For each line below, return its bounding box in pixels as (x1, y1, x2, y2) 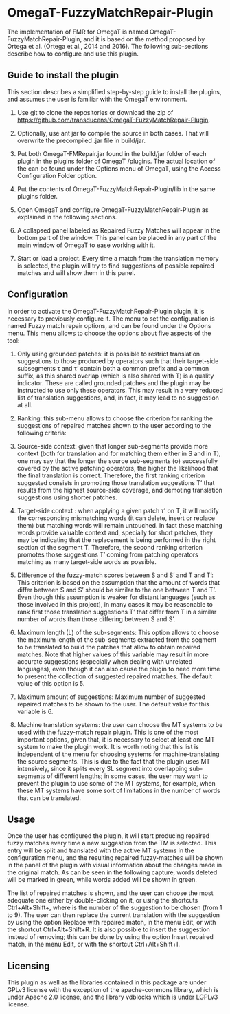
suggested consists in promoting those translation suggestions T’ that (16, 478, 215, 486)
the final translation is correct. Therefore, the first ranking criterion (16, 471, 205, 479)
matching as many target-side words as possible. (16, 557, 157, 565)
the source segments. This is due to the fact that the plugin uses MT (16, 757, 211, 765)
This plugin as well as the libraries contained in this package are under (7, 978, 207, 986)
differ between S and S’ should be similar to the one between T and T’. (16, 585, 216, 594)
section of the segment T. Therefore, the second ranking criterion (16, 543, 203, 551)
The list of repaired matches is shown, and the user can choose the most (7, 889, 214, 897)
